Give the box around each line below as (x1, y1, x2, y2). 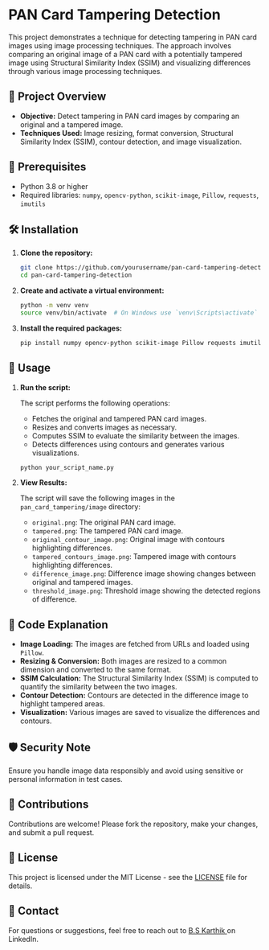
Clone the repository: (19, 248, 93, 258)
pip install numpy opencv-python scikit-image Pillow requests (19, 339, 237, 347)
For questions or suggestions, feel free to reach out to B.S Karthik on (8, 925, 236, 935)
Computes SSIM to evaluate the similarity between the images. (31, 430, 239, 440)
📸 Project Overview (8, 90, 107, 104)
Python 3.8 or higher (19, 181, 88, 191)
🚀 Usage (8, 361, 51, 375)
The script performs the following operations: (19, 398, 170, 408)
